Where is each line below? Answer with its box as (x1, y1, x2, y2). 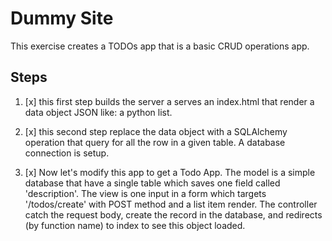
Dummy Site (10, 7, 114, 30)
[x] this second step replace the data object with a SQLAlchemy (24, 125, 288, 137)
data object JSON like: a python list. (24, 106, 173, 118)
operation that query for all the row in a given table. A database (24, 136, 286, 148)
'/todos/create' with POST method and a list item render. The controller (24, 198, 318, 210)
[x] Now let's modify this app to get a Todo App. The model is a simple (24, 166, 316, 178)
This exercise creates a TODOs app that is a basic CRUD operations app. (10, 40, 310, 52)
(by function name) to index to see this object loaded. (24, 219, 246, 231)
